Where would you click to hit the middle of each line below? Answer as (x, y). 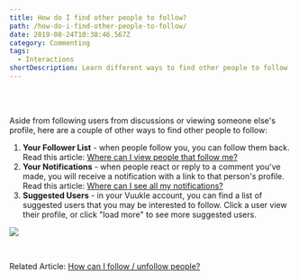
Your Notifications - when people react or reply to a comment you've (151, 167)
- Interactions (46, 59)
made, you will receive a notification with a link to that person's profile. (154, 176)
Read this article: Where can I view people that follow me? (130, 157)
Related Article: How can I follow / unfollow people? (105, 266)
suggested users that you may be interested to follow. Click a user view (154, 204)
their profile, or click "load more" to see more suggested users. (139, 214)
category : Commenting (50, 43)
